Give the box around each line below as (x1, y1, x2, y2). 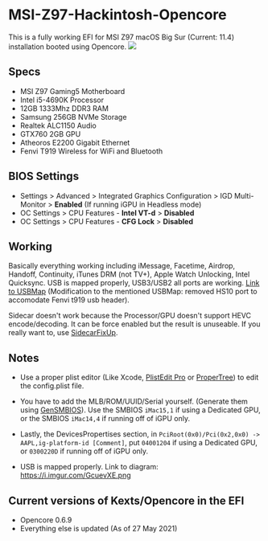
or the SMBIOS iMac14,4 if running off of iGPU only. (19, 414, 191, 424)
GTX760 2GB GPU (19, 129, 81, 138)
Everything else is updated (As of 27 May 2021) (19, 524, 178, 533)
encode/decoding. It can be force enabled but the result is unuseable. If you (8, 319, 261, 329)
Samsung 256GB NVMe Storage (19, 112, 127, 121)
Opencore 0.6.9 (19, 515, 72, 524)
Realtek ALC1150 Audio (19, 121, 97, 130)
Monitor (19, 199, 47, 209)
